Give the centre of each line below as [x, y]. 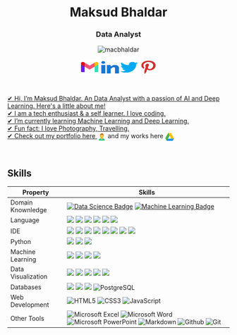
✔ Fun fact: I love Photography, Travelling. [68, 128]
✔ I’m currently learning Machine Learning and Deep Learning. [98, 121]
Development [30, 305]
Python [21, 241]
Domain [22, 202]
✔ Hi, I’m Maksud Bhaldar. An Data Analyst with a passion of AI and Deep [114, 99]
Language [25, 220]
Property [36, 192]
